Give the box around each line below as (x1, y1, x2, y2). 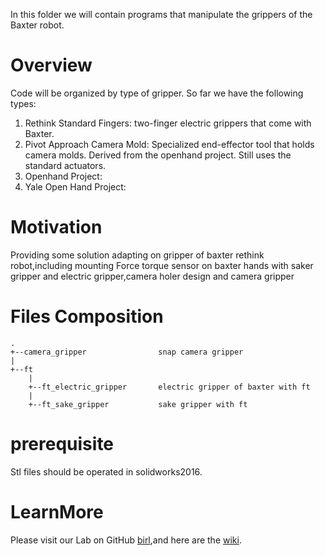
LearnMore (10, 500, 104, 523)
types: (10, 97, 37, 109)
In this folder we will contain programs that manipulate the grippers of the (10, 9, 313, 20)
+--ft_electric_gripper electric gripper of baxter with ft (28, 382, 311, 392)
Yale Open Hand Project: (24, 180, 127, 193)
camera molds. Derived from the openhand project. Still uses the (24, 149, 292, 161)
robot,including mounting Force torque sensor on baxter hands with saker (10, 259, 314, 271)
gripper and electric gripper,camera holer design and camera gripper (10, 270, 295, 282)
